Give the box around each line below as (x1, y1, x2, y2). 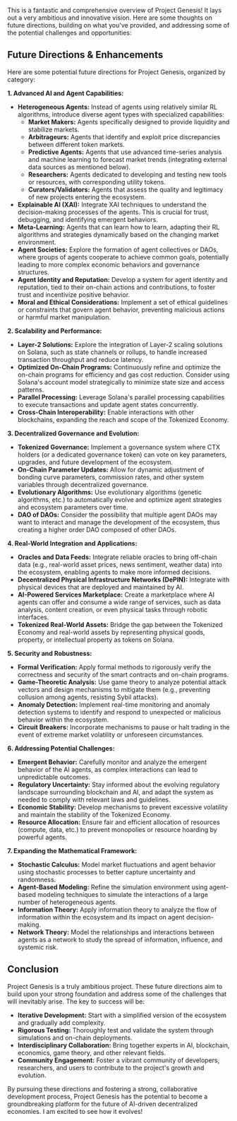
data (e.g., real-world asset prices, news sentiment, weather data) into (17, 560, 222, 568)
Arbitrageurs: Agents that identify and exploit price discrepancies (28, 132, 221, 141)
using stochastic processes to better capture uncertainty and (17, 867, 195, 876)
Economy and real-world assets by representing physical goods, (17, 628, 206, 636)
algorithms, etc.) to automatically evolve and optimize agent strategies (17, 495, 222, 504)
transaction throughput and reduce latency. (17, 355, 144, 363)
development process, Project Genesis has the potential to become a (7, 1092, 208, 1101)
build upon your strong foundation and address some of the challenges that (7, 990, 227, 998)
